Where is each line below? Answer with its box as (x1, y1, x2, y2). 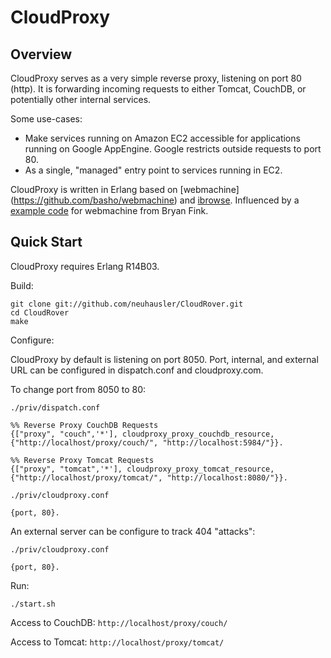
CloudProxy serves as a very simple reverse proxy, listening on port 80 (10, 72, 302, 84)
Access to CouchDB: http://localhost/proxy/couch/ (10, 616, 228, 628)
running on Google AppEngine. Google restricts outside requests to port (24, 143, 322, 155)
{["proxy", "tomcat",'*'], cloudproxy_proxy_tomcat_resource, (10, 464, 275, 474)
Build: (10, 279, 34, 291)
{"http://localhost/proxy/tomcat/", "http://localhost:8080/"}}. (10, 472, 288, 483)
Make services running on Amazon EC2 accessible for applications (24, 132, 301, 144)
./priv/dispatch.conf (10, 402, 101, 413)
